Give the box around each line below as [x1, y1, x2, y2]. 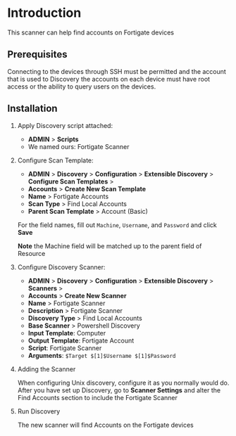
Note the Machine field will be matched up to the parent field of [17, 241, 202, 250]
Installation [7, 103, 58, 115]
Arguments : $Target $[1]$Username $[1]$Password [27, 351, 176, 359]
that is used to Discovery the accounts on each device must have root [7, 75, 210, 83]
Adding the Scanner [17, 364, 76, 373]
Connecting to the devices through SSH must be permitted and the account [7, 67, 227, 75]
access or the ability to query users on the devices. [7, 82, 156, 91]
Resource [17, 249, 46, 257]
